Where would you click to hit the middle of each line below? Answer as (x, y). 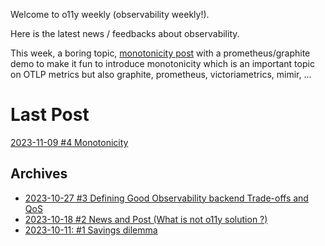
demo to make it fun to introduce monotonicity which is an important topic (162, 63)
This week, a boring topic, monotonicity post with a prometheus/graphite (160, 53)
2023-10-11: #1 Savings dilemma (91, 230)
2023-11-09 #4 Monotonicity (69, 142)
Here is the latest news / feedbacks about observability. (125, 33)
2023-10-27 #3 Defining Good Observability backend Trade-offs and (166, 198)
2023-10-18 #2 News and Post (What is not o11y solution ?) (146, 219)
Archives (39, 174)
